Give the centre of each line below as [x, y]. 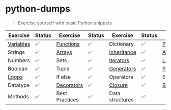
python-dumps [38, 9]
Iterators [119, 60]
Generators [123, 68]
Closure [119, 85]
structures [121, 99]
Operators [121, 77]
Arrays [64, 52]
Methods [19, 96]
